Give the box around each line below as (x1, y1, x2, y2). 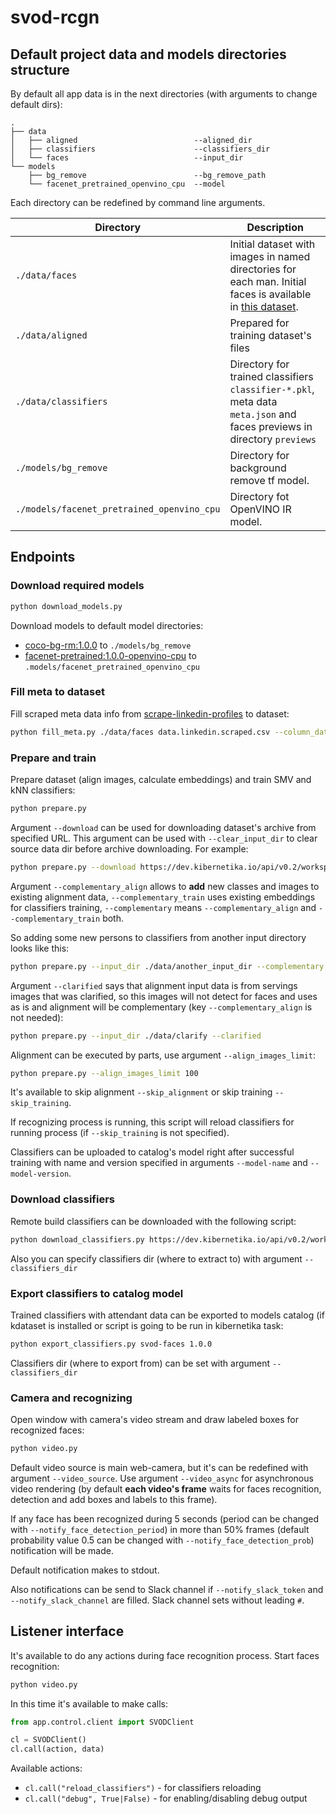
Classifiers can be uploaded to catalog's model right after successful (10, 1146, 295, 1158)
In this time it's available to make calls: (10, 1697, 168, 1710)
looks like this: (10, 942, 70, 954)
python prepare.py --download (10, 862, 137, 872)
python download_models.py (10, 601, 123, 611)
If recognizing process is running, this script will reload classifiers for (10, 1116, 295, 1128)
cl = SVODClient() (10, 1735, 87, 1745)
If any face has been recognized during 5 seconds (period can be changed (10, 1512, 320, 1525)
